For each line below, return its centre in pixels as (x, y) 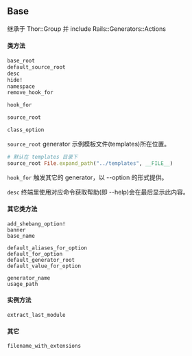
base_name (21, 236)
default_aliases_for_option (47, 248)
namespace (21, 86)
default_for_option (35, 254)
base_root (21, 61)
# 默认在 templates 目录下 (43, 157)
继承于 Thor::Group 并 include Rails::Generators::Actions (87, 29)
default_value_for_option (44, 266)
